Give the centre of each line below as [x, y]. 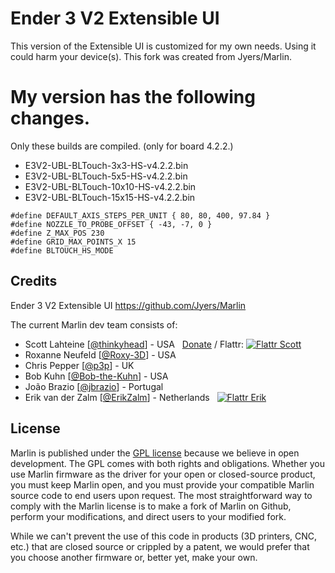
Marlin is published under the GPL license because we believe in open [155, 453]
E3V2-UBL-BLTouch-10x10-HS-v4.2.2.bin [110, 186]
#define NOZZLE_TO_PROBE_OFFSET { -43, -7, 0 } [111, 224]
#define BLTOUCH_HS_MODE [62, 250]
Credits [34, 281]
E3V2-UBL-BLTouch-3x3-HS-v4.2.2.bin [106, 165]
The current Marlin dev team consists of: [94, 324]
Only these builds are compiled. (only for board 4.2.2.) [122, 146]
